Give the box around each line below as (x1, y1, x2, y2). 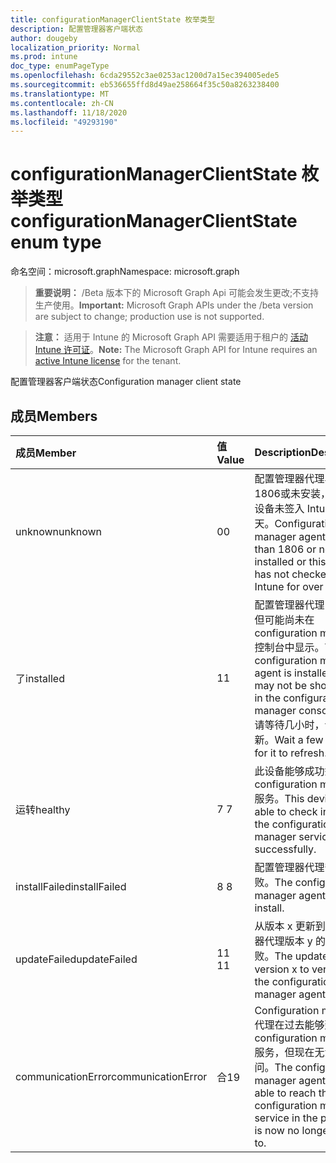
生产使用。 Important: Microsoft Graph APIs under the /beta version (34, 299, 314, 311)
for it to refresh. (254, 746, 328, 760)
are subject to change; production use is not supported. (34, 311, 265, 323)
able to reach (254, 1086, 317, 1100)
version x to (254, 962, 310, 976)
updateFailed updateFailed (15, 952, 138, 966)
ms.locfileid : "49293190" (10, 117, 118, 127)
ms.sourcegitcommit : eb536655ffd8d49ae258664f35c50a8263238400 (10, 80, 280, 90)
